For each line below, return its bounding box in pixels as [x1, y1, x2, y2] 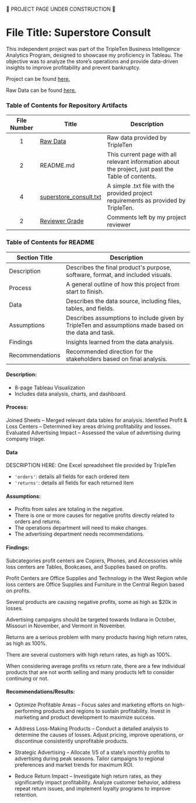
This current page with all [107, 150, 177, 159]
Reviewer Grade [40, 217, 84, 225]
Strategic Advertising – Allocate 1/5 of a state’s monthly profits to [14, 749, 170, 756]
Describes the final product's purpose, [66, 263, 171, 272]
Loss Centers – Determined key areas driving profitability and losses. [6, 423, 171, 430]
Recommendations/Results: [6, 688, 75, 695]
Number [10, 123, 33, 132]
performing [14, 707, 42, 714]
